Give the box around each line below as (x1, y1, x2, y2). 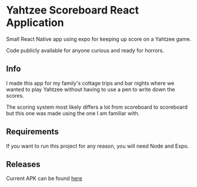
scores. (6, 92, 25, 99)
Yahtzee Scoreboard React (6, 4, 139, 17)
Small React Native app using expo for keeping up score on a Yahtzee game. (6, 35, 192, 42)
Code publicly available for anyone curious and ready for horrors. (6, 46, 165, 54)
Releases (6, 159, 41, 169)
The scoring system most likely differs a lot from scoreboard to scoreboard (6, 103, 188, 111)
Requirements (6, 127, 59, 137)
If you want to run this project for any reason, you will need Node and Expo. (6, 142, 189, 149)
